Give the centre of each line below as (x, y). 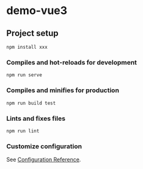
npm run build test (31, 103)
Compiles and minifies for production (63, 90)
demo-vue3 (37, 11)
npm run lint (23, 131)
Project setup (33, 33)
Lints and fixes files (36, 118)
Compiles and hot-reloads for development (72, 62)
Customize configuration (44, 146)
